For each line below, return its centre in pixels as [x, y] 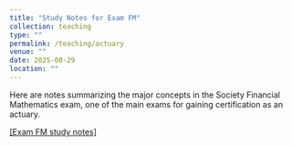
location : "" [34, 69]
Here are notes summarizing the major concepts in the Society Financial [145, 94]
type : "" [26, 35]
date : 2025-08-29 [42, 60]
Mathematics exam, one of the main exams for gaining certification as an [146, 104]
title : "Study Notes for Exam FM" [75, 18]
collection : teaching [51, 26]
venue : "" [28, 52]
